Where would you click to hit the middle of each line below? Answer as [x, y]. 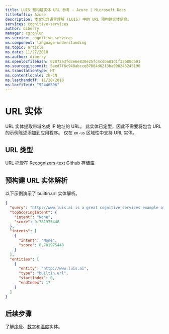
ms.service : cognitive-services [39, 38]
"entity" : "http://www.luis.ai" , [54, 269]
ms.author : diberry [26, 57]
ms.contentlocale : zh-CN [31, 76]
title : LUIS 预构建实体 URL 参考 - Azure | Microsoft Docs [66, 10]
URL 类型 [19, 150]
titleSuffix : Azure [26, 15]
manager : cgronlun [24, 33]
